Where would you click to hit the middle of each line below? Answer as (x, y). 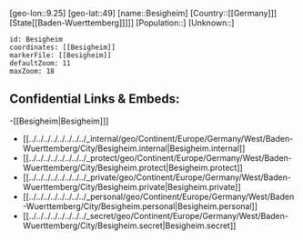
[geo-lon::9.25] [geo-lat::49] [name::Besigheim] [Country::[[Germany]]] (143, 13)
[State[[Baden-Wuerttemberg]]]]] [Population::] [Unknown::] (122, 23)
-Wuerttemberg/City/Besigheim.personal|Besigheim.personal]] (140, 206)
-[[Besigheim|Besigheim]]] (59, 121)
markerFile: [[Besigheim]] (61, 55)
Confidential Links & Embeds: (95, 99)
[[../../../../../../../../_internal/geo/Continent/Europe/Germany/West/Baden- (158, 138)
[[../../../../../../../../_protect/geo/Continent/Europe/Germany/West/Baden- (157, 157)
